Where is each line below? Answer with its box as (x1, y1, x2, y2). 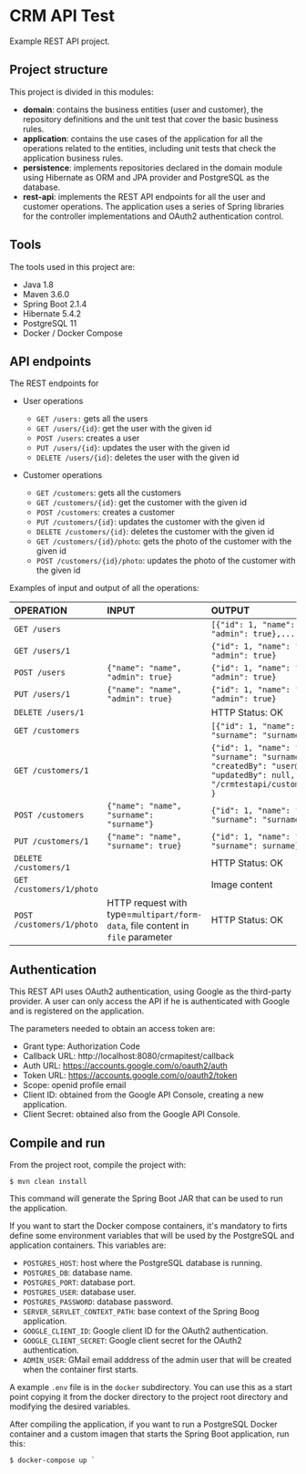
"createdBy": (210, 761, 268, 772)
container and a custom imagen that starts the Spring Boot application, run (9, 1428, 290, 1439)
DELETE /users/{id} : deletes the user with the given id (36, 452, 240, 463)
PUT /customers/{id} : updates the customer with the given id (36, 516, 266, 527)
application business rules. (22, 152, 124, 163)
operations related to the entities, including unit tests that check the (22, 142, 276, 153)
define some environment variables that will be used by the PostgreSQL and (9, 1230, 295, 1240)
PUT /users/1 (14, 690, 71, 700)
